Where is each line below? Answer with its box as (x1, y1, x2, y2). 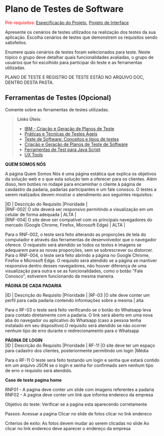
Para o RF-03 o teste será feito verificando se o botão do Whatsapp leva (5, 307, 151, 312)
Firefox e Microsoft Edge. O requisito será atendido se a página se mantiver (5, 257, 158, 263)
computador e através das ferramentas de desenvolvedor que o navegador (5, 236, 157, 242)
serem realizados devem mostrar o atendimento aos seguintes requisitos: (5, 191, 153, 197)
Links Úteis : (17, 116, 42, 122)
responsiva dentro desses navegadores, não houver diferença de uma (5, 262, 147, 268)
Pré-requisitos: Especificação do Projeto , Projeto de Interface (5, 20, 129, 26)
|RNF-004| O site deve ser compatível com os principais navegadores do (5, 217, 153, 223)
